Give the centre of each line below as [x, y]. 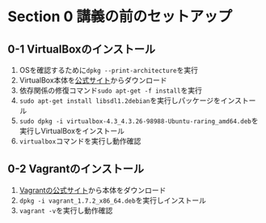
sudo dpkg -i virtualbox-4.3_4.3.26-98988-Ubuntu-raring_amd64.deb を [139, 121]
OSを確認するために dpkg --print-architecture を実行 [109, 70]
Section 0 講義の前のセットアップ [120, 17]
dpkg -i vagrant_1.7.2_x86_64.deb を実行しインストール [113, 200]
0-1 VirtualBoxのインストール [82, 49]
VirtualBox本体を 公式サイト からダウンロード [93, 80]
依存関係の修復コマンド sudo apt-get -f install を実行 [111, 90]
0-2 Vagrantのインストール [76, 169]
